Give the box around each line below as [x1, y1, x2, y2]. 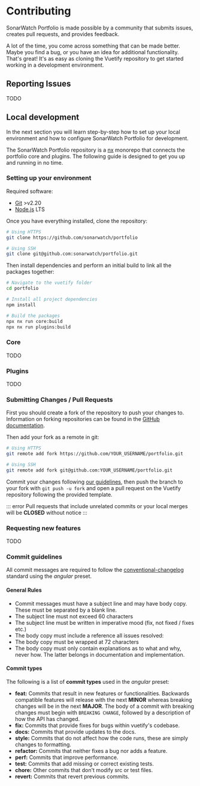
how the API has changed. [14, 715, 80, 722]
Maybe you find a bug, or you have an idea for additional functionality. [6, 48, 179, 55]
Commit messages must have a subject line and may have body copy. [14, 600, 187, 607]
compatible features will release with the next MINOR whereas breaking [14, 696, 193, 703]
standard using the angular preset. [6, 573, 92, 580]
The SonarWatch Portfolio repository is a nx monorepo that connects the [6, 146, 186, 153]
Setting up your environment [6, 174, 92, 182]
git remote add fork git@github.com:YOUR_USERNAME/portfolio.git [6, 467, 172, 473]
